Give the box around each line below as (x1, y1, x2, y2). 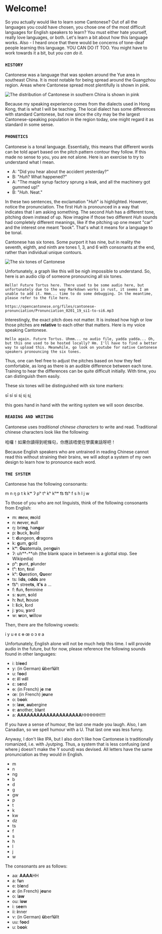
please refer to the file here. (5, 295, 70, 300)
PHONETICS (5, 134, 28, 139)
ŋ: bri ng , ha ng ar (12, 525, 45, 531)
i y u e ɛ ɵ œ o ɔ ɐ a (5, 631, 45, 637)
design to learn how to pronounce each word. (5, 459, 96, 465)
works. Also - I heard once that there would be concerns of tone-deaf (5, 39, 145, 45)
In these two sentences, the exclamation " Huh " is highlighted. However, (5, 199, 148, 204)
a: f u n (12, 878, 24, 884)
